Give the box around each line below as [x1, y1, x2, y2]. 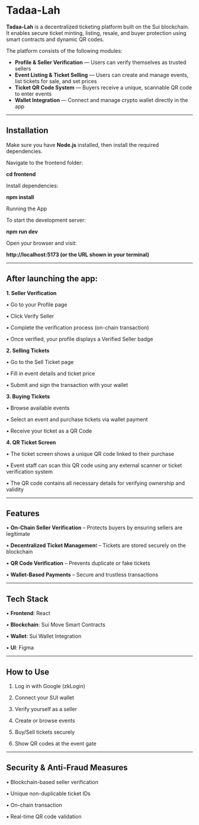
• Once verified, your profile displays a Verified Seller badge [6, 335, 153, 343]
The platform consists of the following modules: [6, 47, 123, 54]
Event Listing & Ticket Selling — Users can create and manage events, [14, 71, 189, 78]
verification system [6, 468, 53, 475]
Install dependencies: [6, 182, 59, 189]
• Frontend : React [6, 610, 50, 617]
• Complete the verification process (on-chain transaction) [6, 324, 149, 331]
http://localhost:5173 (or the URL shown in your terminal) [6, 251, 149, 258]
